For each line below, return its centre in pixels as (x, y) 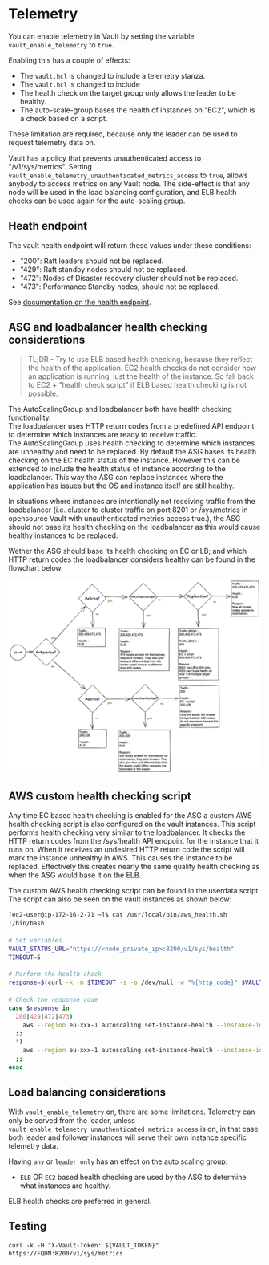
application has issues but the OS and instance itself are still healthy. (121, 486)
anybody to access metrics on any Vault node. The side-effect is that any (129, 183)
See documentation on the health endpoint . (80, 302)
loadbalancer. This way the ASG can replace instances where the (116, 477)
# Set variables (35, 940)
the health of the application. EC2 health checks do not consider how (142, 368)
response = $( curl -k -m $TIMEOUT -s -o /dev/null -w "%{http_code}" (123, 983)
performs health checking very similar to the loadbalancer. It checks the (127, 832)
